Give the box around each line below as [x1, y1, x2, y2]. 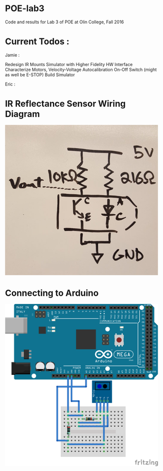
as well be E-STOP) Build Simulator [5, 71, 75, 78]
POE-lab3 [5, 3, 45, 14]
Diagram [5, 109, 40, 119]
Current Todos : [5, 36, 69, 47]
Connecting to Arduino [5, 287, 99, 299]
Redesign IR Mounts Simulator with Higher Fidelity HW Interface [5, 61, 133, 67]
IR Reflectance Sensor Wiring [5, 98, 126, 109]
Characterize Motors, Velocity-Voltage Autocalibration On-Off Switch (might [5, 67, 157, 72]
